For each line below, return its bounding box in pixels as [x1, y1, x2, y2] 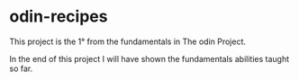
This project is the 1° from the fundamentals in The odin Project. [9, 36, 246, 47]
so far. [9, 63, 33, 74]
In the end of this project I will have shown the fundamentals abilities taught [9, 53, 290, 64]
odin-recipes [9, 6, 108, 27]
